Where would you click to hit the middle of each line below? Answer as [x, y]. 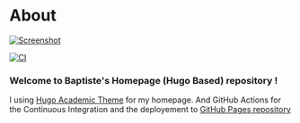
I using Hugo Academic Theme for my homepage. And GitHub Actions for [145, 100]
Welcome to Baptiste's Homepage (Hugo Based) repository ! [144, 80]
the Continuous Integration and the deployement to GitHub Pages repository [150, 110]
